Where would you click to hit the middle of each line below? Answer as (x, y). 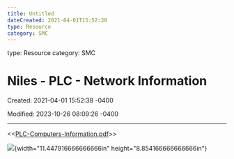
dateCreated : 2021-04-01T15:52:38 (57, 20)
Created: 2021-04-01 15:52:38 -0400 (60, 100)
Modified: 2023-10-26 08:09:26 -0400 (63, 114)
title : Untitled (31, 14)
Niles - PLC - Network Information (107, 81)
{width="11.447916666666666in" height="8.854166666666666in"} (111, 149)
